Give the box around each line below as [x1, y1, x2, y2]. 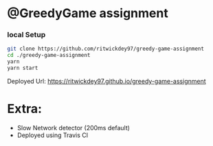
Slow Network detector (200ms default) [16, 123, 131, 132]
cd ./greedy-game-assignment [7, 52, 91, 59]
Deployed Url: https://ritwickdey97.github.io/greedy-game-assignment [7, 77, 206, 85]
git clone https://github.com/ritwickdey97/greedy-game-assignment [7, 45, 205, 53]
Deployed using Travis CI [16, 131, 89, 139]
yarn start [7, 64, 38, 72]
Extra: [7, 101, 43, 117]
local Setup [7, 30, 46, 40]
